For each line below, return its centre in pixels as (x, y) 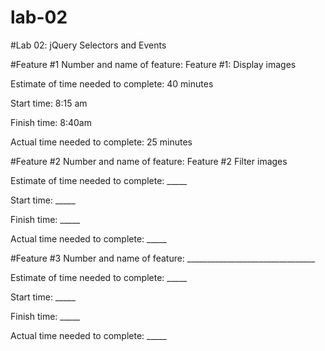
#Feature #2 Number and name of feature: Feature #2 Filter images (149, 161)
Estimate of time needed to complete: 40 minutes (112, 83)
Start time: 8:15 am (49, 103)
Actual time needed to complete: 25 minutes (101, 142)
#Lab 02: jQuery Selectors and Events (88, 45)
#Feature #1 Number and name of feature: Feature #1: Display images (153, 64)
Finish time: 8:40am (51, 122)
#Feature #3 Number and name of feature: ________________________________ (163, 258)
